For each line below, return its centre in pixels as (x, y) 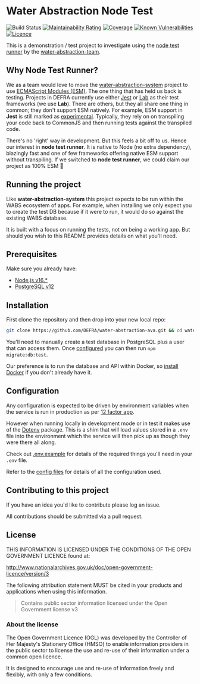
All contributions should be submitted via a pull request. (74, 516)
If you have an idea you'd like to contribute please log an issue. (83, 505)
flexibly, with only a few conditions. (49, 674)
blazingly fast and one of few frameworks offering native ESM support (92, 153)
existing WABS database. (37, 218)
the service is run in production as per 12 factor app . (71, 411)
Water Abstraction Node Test (80, 11)
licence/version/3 (28, 573)
